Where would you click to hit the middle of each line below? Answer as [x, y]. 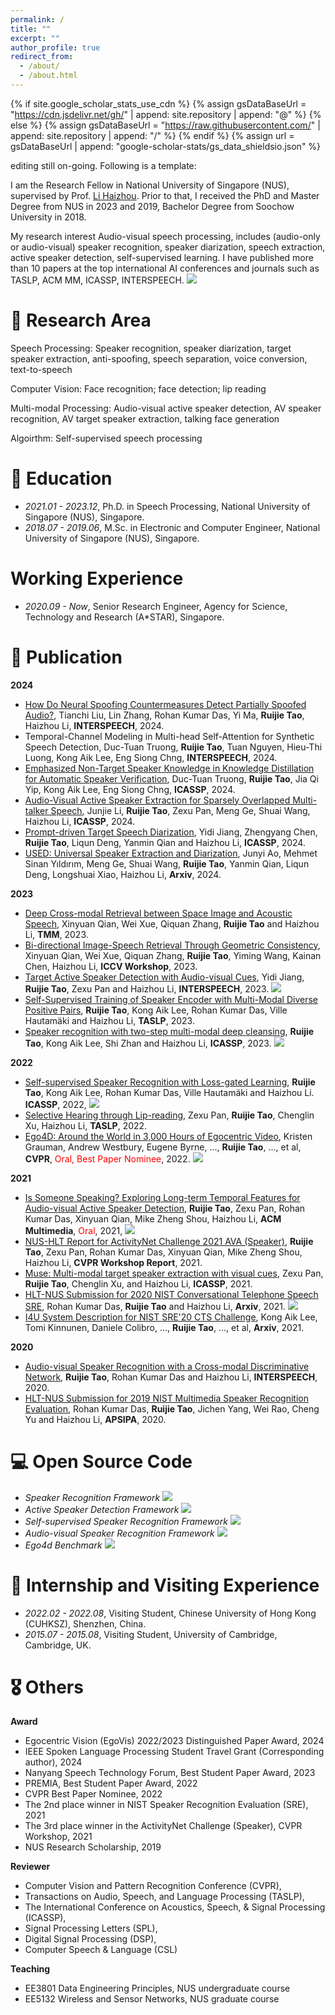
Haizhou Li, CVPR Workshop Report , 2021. [113, 1262]
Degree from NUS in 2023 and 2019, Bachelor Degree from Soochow [152, 206]
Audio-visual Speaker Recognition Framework [119, 1533]
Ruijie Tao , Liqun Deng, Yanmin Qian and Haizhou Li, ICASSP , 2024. [165, 842]
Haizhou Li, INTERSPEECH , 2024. [94, 725]
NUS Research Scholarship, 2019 [93, 1847]
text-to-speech [41, 369]
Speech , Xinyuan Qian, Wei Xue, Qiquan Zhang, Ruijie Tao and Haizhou [172, 923]
